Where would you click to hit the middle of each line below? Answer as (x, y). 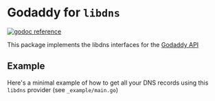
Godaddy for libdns (64, 13)
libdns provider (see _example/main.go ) (63, 89)
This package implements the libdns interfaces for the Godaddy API (103, 44)
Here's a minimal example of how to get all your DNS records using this (108, 83)
